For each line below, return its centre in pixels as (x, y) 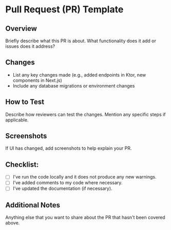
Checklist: (22, 164)
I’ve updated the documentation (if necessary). (62, 188)
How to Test (25, 102)
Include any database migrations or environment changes (74, 85)
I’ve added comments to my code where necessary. (68, 183)
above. (13, 223)
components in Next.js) (37, 80)
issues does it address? (30, 46)
